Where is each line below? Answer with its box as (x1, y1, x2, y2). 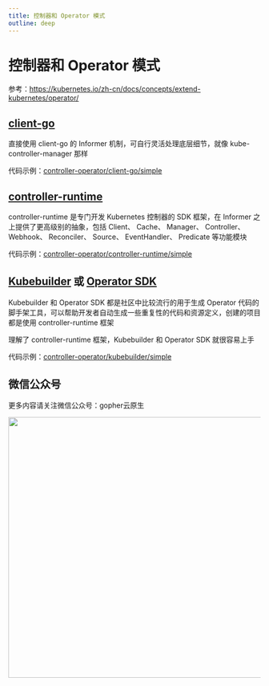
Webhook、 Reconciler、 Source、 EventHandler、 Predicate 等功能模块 (8, 232, 247, 242)
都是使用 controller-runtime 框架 (8, 318, 114, 327)
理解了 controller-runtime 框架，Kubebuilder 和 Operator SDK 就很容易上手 (8, 335, 255, 344)
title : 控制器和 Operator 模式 (8, 11, 106, 20)
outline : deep (8, 19, 56, 27)
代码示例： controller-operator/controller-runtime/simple (8, 250, 192, 259)
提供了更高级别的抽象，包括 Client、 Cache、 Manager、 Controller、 (14, 222, 246, 232)
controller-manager (8, 149, 73, 159)
